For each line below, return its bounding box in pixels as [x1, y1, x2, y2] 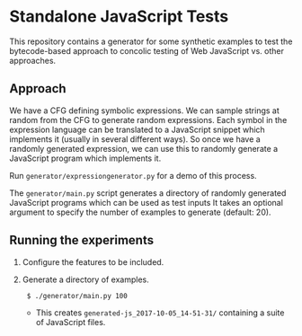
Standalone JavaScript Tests [9, 6, 229, 27]
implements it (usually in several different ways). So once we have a [9, 133, 261, 145]
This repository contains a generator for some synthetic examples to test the [9, 36, 293, 47]
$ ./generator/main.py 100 [26, 291, 128, 300]
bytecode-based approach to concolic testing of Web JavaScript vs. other [9, 45, 285, 56]
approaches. [9, 55, 57, 66]
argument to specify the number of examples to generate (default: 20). [9, 207, 271, 217]
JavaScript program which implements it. [9, 153, 162, 164]
